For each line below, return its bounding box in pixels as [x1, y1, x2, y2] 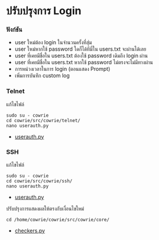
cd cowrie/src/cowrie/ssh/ [6, 178, 73, 184]
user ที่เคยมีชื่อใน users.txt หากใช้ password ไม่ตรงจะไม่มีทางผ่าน [14, 59, 153, 66]
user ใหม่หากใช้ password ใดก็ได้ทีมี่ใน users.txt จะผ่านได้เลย [14, 45, 147, 52]
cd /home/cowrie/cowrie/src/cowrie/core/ [6, 217, 110, 223]
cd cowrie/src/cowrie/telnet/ [6, 117, 81, 123]
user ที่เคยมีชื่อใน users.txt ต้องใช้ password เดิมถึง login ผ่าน [14, 52, 148, 60]
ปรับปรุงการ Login [6, 4, 82, 18]
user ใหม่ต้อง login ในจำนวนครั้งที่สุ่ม [14, 39, 92, 46]
